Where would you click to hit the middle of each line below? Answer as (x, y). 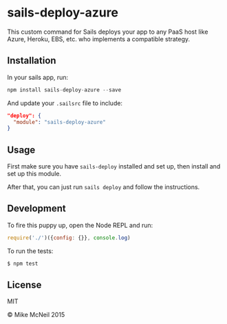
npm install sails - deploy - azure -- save (64, 90)
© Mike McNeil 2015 (36, 315)
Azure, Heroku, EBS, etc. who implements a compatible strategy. (99, 39)
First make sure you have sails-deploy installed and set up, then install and (114, 166)
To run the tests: (30, 251)
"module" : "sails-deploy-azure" (60, 122)
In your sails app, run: (38, 77)
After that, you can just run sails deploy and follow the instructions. (104, 187)
